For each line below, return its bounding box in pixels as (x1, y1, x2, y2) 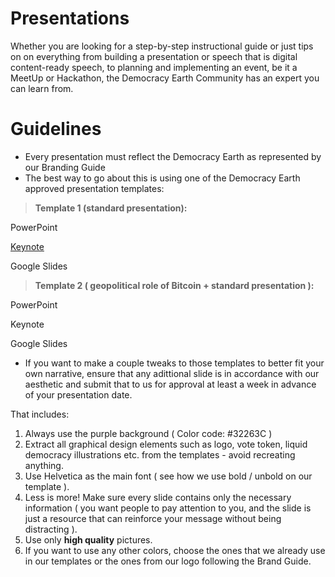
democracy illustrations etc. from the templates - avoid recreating (24, 448, 296, 461)
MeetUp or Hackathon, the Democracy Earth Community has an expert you (10, 72, 320, 84)
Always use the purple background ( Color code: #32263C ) (24, 427, 273, 439)
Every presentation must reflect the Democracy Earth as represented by (24, 150, 322, 162)
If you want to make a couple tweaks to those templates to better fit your (24, 357, 325, 369)
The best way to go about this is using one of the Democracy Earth (24, 172, 301, 184)
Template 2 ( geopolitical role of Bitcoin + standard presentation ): (34, 279, 315, 291)
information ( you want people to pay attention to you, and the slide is (24, 502, 312, 514)
